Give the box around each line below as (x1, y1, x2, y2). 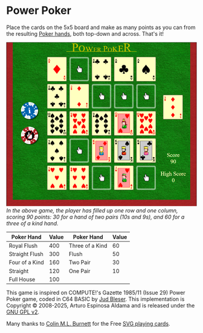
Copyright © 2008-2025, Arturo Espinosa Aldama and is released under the (6, 302, 195, 309)
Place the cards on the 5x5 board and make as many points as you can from (6, 24, 196, 31)
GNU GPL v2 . (6, 308, 40, 315)
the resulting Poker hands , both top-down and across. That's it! (6, 30, 164, 37)
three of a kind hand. (6, 220, 59, 227)
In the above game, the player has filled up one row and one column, (6, 207, 178, 214)
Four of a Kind (8, 259, 44, 266)
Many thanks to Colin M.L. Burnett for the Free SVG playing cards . (6, 320, 170, 328)
